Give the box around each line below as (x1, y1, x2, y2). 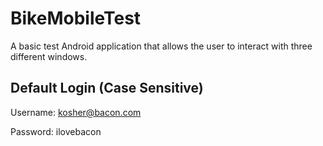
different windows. (10, 50, 88, 62)
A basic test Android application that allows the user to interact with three (10, 40, 313, 52)
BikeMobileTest (10, 7, 142, 30)
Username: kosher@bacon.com (10, 106, 142, 118)
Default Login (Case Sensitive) (10, 80, 204, 97)
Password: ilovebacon (10, 125, 102, 137)
